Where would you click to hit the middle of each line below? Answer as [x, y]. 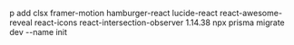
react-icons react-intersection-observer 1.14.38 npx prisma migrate [160, 22]
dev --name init [39, 32]
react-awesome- [251, 13]
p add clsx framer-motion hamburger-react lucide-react [113, 13]
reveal [21, 22]
